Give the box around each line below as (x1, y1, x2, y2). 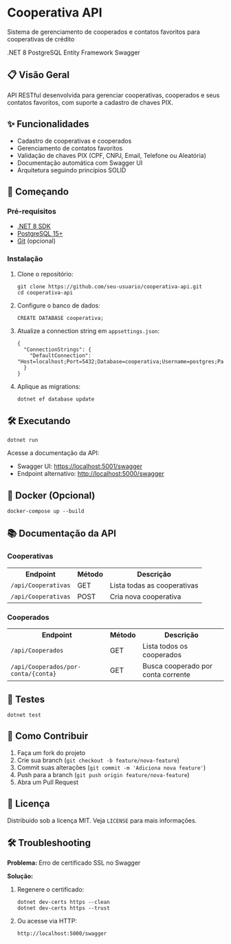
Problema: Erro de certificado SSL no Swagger (7, 858, 141, 867)
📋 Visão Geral (7, 69, 70, 81)
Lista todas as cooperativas (109, 581, 199, 590)
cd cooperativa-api (16, 289, 74, 296)
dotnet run (7, 436, 38, 444)
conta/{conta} (10, 670, 57, 678)
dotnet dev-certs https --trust (16, 905, 110, 912)
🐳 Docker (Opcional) (7, 490, 96, 501)
